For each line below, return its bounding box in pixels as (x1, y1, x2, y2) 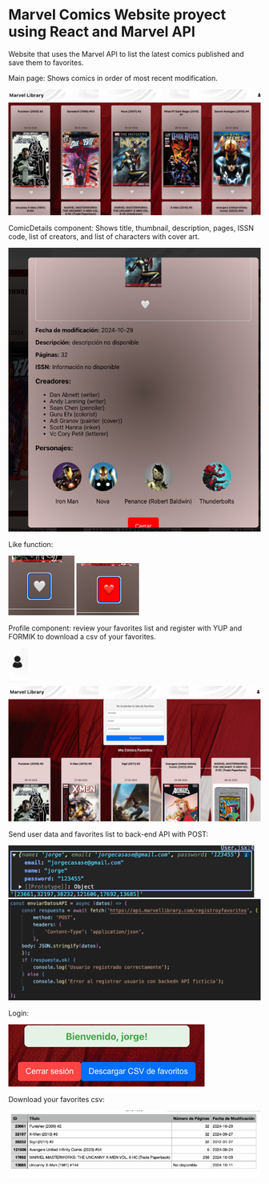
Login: (8, 1008, 30, 1018)
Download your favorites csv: (8, 1095, 106, 1105)
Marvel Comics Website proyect (8, 6, 227, 24)
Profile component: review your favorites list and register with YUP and (8, 623, 243, 633)
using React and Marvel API (8, 22, 196, 41)
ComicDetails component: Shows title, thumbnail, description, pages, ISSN (8, 223, 255, 233)
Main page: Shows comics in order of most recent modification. (8, 73, 219, 83)
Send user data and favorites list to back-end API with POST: (8, 829, 209, 839)
